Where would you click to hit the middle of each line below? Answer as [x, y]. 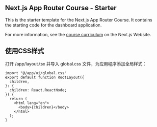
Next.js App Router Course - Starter [61, 8]
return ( [18, 99]
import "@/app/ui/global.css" [36, 73]
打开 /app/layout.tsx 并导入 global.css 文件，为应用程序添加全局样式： [76, 63]
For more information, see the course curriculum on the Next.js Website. [78, 34]
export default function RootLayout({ [45, 77]
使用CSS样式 [25, 51]
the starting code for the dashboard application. [53, 25]
